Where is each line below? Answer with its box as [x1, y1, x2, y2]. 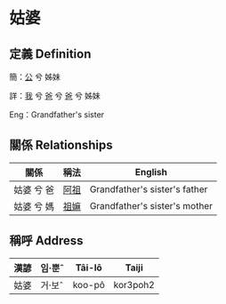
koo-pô [72, 278, 105, 291]
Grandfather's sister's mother [89, 199, 214, 212]
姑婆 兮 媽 [13, 200, 55, 212]
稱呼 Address [9, 233, 84, 249]
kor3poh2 [113, 278, 156, 291]
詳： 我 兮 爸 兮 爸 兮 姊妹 [9, 91, 101, 100]
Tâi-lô [75, 261, 102, 274]
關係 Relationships [9, 138, 113, 153]
